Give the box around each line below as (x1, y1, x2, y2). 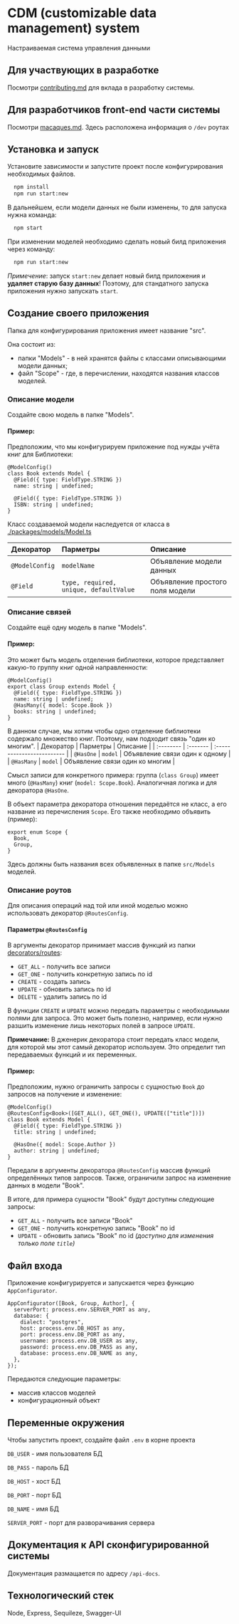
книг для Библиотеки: (7, 450, 73, 459)
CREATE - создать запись (17, 978, 91, 986)
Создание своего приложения (7, 308, 149, 320)
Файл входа (7, 1259, 63, 1272)
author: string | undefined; (14, 1148, 100, 1155)
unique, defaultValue (61, 586, 135, 594)
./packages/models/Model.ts (7, 528, 92, 536)
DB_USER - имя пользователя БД (7, 1450, 103, 1458)
